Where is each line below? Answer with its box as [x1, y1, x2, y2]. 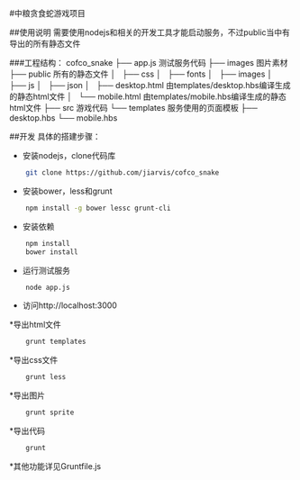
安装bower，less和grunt [22, 186, 113, 196]
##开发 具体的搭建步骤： [9, 131, 101, 141]
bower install [25, 247, 78, 257]
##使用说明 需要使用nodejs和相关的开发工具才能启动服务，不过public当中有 [9, 27, 291, 38]
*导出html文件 [9, 319, 61, 331]
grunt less [25, 373, 67, 382]
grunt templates [25, 337, 87, 347]
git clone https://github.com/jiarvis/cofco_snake [25, 168, 220, 177]
